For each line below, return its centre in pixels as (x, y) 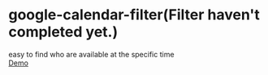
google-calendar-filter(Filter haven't (134, 15)
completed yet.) (63, 32)
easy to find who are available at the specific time (91, 54)
